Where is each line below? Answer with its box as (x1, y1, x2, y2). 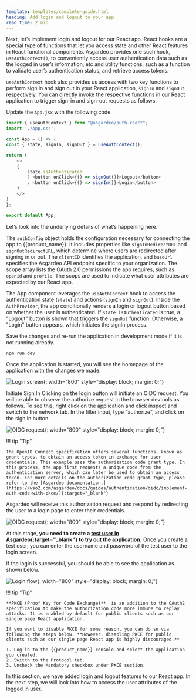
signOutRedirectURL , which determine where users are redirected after (6, 247, 177, 254)
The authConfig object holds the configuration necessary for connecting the (6, 234, 190, 242)
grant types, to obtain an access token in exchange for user (6, 455, 161, 460)
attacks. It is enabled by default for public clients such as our (6, 611, 175, 617)
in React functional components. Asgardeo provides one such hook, (6, 48, 170, 55)
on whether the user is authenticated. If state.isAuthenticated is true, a (6, 308, 180, 315)
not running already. (6, 338, 55, 345)
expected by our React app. (6, 278, 73, 285)
